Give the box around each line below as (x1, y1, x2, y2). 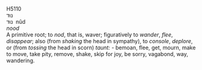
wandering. (6, 57, 35, 64)
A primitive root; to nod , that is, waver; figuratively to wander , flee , (6, 31, 173, 38)
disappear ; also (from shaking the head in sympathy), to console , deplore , (6, 38, 193, 44)
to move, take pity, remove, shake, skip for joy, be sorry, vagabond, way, (6, 51, 189, 57)
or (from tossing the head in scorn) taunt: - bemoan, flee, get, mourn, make (6, 44, 197, 51)
